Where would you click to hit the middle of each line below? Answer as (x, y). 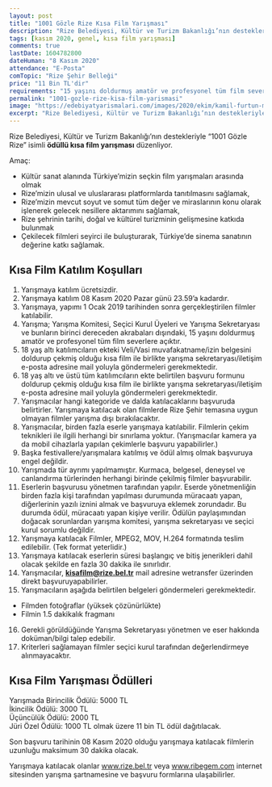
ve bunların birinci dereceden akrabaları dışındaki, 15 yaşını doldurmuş (138, 333)
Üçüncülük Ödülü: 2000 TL (54, 717)
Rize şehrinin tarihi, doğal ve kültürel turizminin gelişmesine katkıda (132, 219)
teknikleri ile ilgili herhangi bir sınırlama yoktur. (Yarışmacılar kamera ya (138, 435)
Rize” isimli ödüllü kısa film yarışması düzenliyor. (91, 145)
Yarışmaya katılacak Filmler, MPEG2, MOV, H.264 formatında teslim (132, 538)
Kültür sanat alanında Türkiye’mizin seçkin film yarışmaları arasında (132, 176)
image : (20, 106)
